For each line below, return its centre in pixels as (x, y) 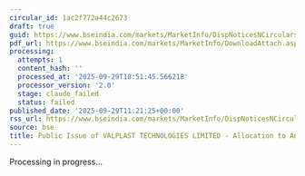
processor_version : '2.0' (67, 85)
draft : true (32, 26)
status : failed (46, 102)
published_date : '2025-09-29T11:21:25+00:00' (97, 111)
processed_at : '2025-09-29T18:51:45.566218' (103, 77)
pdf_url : (26, 43)
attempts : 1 (40, 60)
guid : (20, 34)
